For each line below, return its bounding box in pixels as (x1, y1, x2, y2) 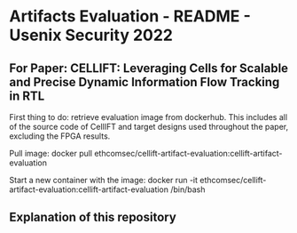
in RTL (9, 88, 45, 103)
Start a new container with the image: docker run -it (9, 175, 198, 185)
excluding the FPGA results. (9, 131, 111, 141)
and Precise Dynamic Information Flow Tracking (9, 74, 280, 90)
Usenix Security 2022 (9, 25, 173, 45)
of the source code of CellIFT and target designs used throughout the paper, (9, 122, 289, 132)
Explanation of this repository (9, 210, 177, 225)
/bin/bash (169, 184, 206, 195)
